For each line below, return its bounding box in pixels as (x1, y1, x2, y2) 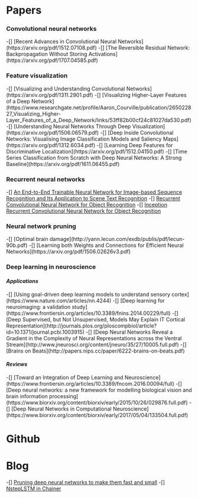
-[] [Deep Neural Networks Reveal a (85, 328, 173, 336)
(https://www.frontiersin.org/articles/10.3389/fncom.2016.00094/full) (6, 380, 174, 387)
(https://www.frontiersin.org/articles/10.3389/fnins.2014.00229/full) (6, 310, 171, 317)
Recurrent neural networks (6, 175, 85, 183)
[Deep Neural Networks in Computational (11, 405, 112, 412)
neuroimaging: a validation (6, 303, 71, 310)
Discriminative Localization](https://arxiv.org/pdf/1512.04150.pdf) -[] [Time (6, 148, 187, 155)
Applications (6, 277, 38, 284)
